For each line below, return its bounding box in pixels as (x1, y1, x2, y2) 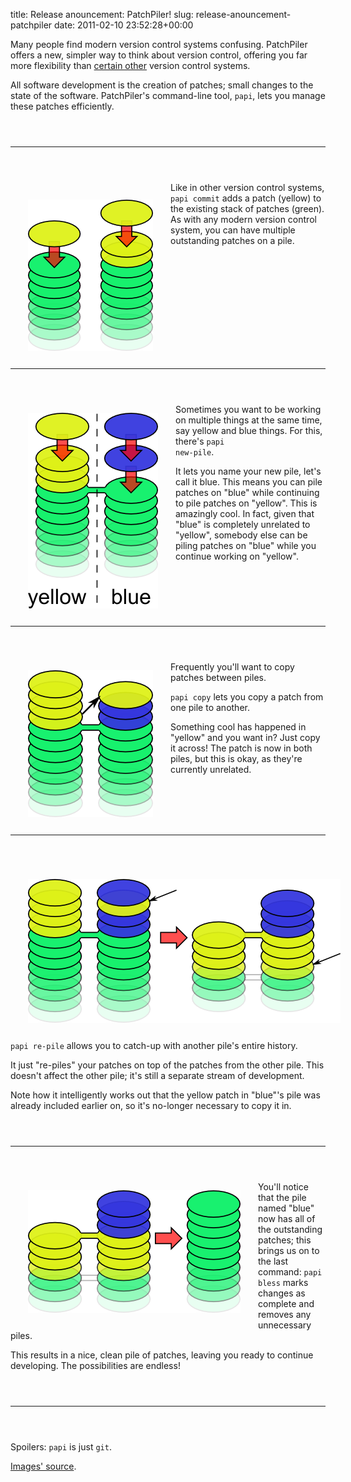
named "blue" (258, 1202, 315, 1214)
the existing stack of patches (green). (170, 203, 325, 214)
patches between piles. (170, 672, 267, 683)
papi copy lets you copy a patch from (170, 691, 324, 703)
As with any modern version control (170, 214, 317, 225)
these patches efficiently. (10, 100, 115, 112)
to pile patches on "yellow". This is (175, 497, 318, 509)
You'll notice (258, 1181, 309, 1193)
